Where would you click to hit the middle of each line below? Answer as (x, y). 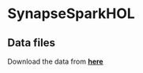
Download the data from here (55, 61)
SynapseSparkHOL (71, 14)
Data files (32, 43)
